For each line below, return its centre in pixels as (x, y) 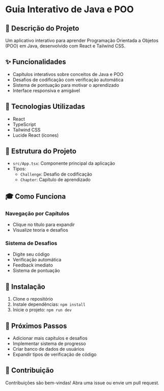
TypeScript (24, 124)
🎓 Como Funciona (36, 196)
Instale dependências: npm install (49, 304)
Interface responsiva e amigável (46, 90)
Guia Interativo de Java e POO (70, 9)
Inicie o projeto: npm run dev (42, 310)
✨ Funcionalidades (36, 62)
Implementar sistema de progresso (49, 344)
